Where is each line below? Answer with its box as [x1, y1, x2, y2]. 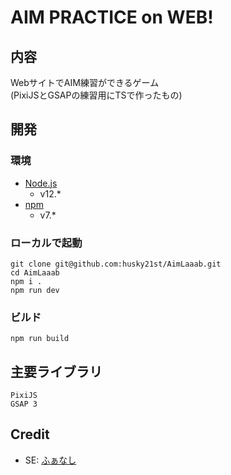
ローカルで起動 [10, 236, 83, 250]
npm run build [10, 334, 70, 344]
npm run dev [10, 285, 60, 295]
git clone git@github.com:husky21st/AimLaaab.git [10, 259, 222, 269]
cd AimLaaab [10, 267, 60, 278]
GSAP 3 [10, 399, 38, 410]
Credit [10, 426, 50, 443]
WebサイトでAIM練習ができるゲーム [10, 77, 160, 88]
